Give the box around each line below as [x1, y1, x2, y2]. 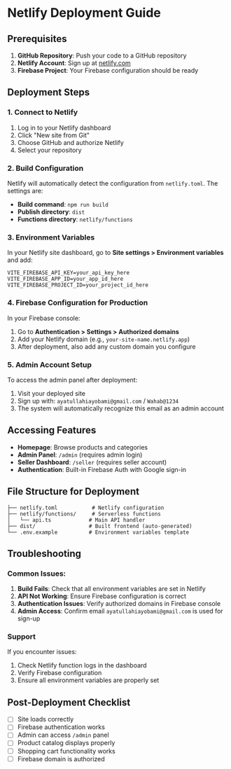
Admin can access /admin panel [17, 730, 110, 740]
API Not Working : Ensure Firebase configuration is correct [17, 592, 187, 600]
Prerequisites [7, 33, 67, 45]
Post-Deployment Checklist [7, 696, 131, 708]
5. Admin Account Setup [7, 359, 92, 369]
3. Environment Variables [7, 233, 95, 242]
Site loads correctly [17, 715, 74, 723]
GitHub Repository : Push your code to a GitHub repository [17, 51, 187, 60]
